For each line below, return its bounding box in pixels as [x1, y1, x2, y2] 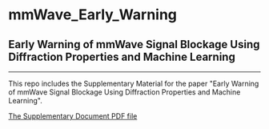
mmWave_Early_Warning [8, 6, 178, 24]
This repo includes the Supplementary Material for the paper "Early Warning [8, 79, 259, 88]
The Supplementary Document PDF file [8, 111, 138, 121]
